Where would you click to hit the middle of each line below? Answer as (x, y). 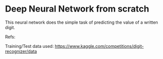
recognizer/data (21, 51)
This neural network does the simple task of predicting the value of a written (81, 22)
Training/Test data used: (29, 46)
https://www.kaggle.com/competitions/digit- (99, 46)
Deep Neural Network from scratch (77, 9)
